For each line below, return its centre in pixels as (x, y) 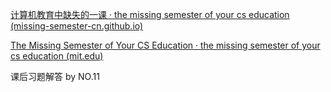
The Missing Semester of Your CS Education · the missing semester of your (165, 45)
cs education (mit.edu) (57, 56)
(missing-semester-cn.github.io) (77, 26)
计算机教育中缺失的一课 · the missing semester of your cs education (150, 14)
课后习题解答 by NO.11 (55, 76)
